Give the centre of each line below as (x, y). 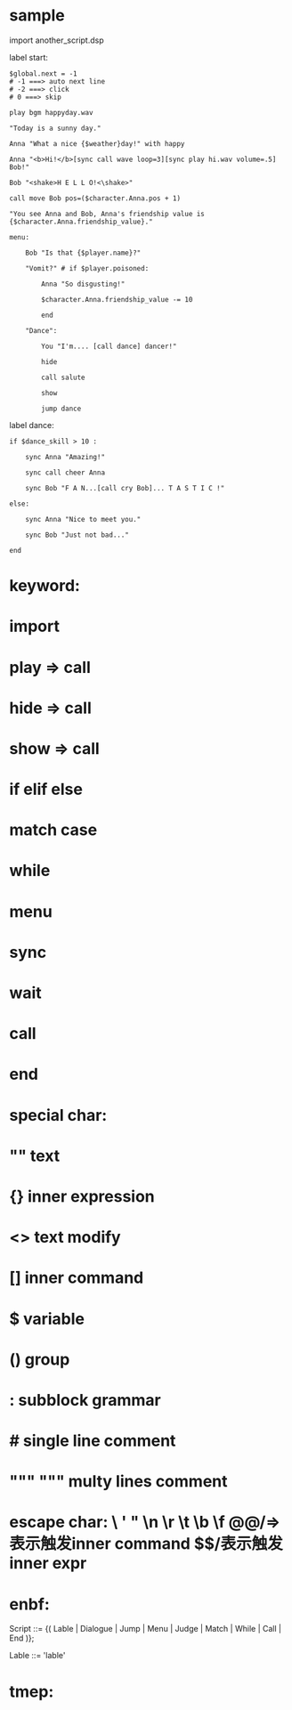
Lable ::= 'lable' (37, 1656)
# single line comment (93, 1441)
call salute (64, 377)
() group (40, 1359)
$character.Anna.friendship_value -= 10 (117, 299)
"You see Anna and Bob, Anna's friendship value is (107, 214)
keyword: (45, 586)
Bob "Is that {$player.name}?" (83, 253)
